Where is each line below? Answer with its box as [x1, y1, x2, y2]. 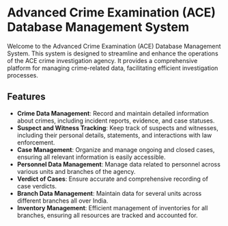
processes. [7, 71, 39, 79]
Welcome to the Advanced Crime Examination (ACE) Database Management [7, 42, 221, 50]
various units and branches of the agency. [16, 167, 136, 175]
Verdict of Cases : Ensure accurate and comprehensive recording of [16, 175, 208, 183]
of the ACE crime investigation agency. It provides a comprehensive [7, 56, 198, 64]
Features [7, 91, 46, 103]
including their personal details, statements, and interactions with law [16, 131, 212, 139]
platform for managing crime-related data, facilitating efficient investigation [7, 64, 218, 72]
